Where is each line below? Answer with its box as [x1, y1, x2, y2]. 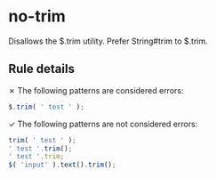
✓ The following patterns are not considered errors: [8, 118, 198, 129]
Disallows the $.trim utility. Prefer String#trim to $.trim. [8, 36, 208, 46]
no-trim [8, 6, 66, 27]
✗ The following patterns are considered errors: [8, 85, 184, 95]
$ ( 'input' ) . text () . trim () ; [8, 160, 117, 170]
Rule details [8, 61, 75, 77]
